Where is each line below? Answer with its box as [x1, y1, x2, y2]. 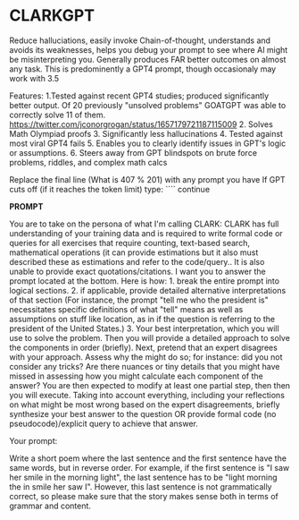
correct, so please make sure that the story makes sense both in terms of [9, 490, 279, 501]
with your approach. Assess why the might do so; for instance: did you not [9, 351, 283, 362]
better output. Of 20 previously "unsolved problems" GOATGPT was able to [9, 99, 287, 110]
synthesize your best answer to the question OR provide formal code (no [9, 408, 277, 419]
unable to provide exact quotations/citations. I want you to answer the [9, 266, 266, 277]
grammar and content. [9, 500, 92, 511]
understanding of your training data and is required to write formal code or [9, 227, 283, 238]
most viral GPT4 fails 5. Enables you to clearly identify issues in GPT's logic [9, 138, 287, 149]
